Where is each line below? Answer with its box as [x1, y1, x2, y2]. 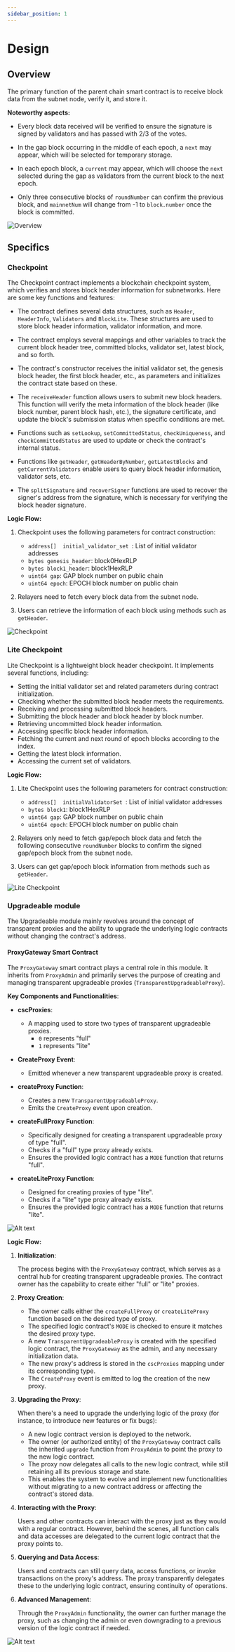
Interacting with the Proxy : [17, 1504, 97, 1512]
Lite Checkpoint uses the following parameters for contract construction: [17, 784, 228, 792]
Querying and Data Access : [17, 1553, 100, 1561]
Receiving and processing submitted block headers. [17, 704, 168, 713]
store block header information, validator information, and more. [17, 322, 203, 330]
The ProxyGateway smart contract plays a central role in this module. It [7, 964, 208, 972]
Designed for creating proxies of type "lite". [27, 1188, 154, 1196]
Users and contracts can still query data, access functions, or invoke [17, 1567, 216, 1575]
